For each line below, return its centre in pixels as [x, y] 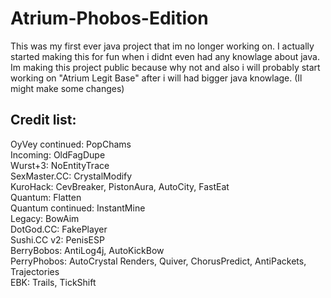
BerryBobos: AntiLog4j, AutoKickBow [87, 250]
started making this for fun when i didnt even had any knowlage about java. [165, 56]
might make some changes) [67, 88]
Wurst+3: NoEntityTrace [60, 165]
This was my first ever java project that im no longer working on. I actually [162, 46]
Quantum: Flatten [46, 197]
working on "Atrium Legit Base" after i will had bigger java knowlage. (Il [156, 78]
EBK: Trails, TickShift [53, 282]
